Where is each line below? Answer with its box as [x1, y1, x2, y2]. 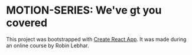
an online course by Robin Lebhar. [6, 42, 90, 49]
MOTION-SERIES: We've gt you [6, 4, 162, 17]
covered [6, 16, 48, 30]
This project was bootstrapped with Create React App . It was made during [6, 35, 187, 43]
